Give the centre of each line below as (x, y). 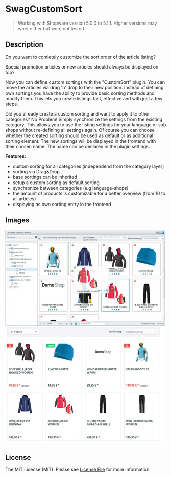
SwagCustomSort (44, 9)
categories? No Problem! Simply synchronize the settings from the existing (84, 119)
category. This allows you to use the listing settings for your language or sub (86, 124)
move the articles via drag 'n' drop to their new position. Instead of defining (84, 87)
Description (24, 45)
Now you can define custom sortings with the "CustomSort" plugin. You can (85, 82)
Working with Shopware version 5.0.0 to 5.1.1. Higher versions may (87, 23)
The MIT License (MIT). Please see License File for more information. (78, 470)
